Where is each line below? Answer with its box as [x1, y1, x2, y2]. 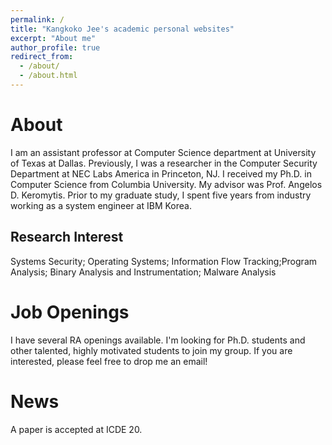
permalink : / [10, 14, 65, 25]
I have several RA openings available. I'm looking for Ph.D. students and [10, 334, 306, 346]
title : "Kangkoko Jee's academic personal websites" [10, 24, 235, 34]
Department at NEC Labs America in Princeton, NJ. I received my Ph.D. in [10, 167, 312, 180]
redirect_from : [10, 52, 74, 62]
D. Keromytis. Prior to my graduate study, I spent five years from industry [10, 189, 312, 201]
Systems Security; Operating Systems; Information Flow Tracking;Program [10, 255, 317, 267]
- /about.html [19, 71, 78, 81]
